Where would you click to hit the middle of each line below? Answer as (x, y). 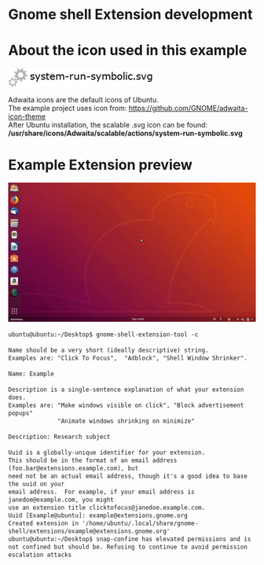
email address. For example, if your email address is (101, 492)
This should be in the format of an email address (93, 461)
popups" (21, 414)
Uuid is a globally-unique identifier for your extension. (107, 453)
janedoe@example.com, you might (61, 500)
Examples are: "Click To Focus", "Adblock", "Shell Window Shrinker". (128, 358)
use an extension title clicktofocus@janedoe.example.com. (107, 508)
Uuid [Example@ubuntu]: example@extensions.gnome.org (98, 516)
